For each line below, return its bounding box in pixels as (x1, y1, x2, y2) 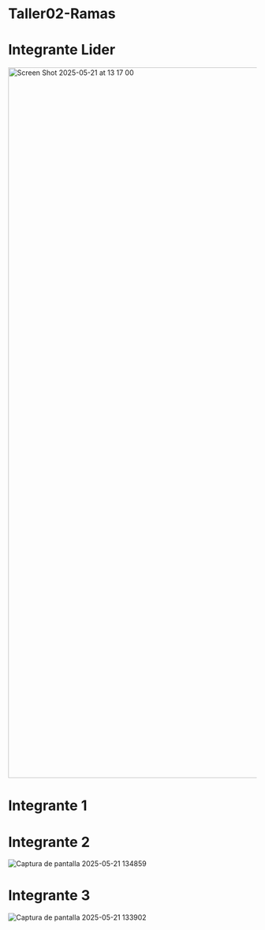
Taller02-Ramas (8, 5, 116, 23)
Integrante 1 (8, 797, 88, 815)
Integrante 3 (8, 887, 91, 905)
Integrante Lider (8, 41, 116, 59)
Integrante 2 (8, 833, 91, 851)
